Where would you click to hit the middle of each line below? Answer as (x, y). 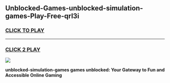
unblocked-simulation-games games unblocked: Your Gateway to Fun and (85, 69)
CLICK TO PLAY (25, 31)
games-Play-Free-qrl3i (42, 16)
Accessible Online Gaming (34, 75)
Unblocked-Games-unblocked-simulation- (74, 8)
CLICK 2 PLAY (23, 49)
